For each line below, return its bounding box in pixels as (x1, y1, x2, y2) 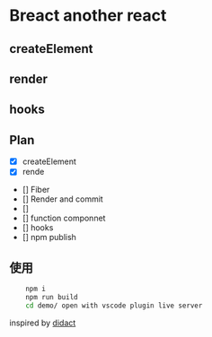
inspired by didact (9, 317, 76, 328)
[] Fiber (22, 185, 50, 195)
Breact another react (9, 5, 167, 26)
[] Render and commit (22, 194, 103, 204)
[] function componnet (22, 212, 106, 224)
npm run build (25, 292, 78, 301)
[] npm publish (22, 232, 76, 243)
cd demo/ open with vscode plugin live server (25, 301, 203, 310)
